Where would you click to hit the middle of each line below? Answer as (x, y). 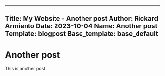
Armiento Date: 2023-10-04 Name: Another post (81, 26)
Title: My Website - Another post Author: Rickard (82, 18)
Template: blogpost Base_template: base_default (82, 34)
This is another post (25, 69)
